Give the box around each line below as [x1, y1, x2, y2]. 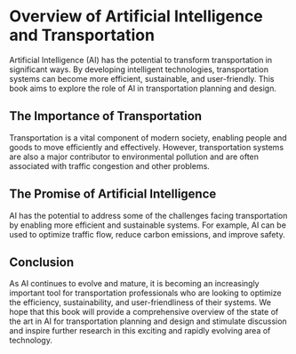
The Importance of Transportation [9, 109, 203, 124]
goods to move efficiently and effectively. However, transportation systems [9, 141, 284, 152]
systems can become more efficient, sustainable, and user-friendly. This [9, 73, 275, 84]
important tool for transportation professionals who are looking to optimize [9, 287, 282, 299]
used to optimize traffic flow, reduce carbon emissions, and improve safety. [9, 229, 286, 239]
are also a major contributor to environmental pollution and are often [9, 151, 260, 162]
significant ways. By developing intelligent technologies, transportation [9, 64, 269, 75]
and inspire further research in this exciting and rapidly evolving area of [9, 326, 271, 336]
